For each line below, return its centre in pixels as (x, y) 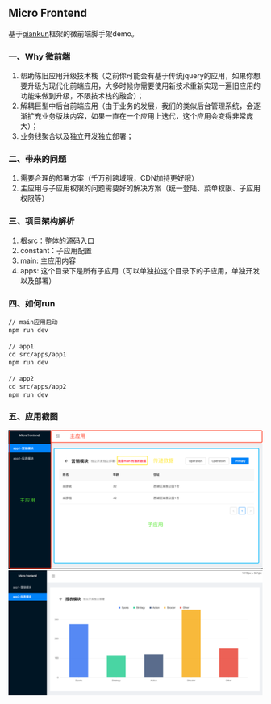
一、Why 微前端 (40, 56)
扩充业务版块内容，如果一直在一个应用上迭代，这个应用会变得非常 (137, 116)
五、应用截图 (33, 416)
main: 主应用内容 (48, 260)
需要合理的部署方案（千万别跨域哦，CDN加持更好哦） (109, 178)
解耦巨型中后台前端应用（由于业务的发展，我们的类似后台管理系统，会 (137, 106)
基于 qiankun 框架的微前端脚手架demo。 (73, 33)
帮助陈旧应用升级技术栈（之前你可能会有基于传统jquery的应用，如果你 (137, 76)
